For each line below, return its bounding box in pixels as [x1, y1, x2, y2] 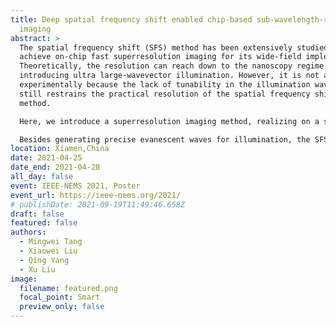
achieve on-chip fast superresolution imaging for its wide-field [19, 52, 302, 62]
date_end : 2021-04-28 [10, 162, 101, 173]
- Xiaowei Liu [19, 246, 78, 256]
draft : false [10, 209, 65, 219]
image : [10, 274, 38, 284]
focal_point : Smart [19, 292, 101, 303]
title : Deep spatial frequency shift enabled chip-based [10, 14, 253, 25]
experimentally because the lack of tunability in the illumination [19, 80, 311, 90]
